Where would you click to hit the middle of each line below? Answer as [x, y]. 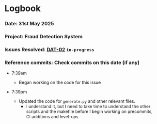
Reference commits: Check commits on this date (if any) [72, 62]
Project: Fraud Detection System [44, 37]
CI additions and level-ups [52, 117]
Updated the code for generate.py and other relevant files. [77, 101]
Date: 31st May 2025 [29, 24]
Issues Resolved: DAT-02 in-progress [49, 49]
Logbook [23, 8]
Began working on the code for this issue [60, 82]
